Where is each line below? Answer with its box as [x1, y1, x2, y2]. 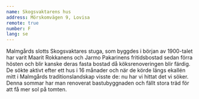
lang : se [6, 31, 28, 37]
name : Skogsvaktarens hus [6, 8, 71, 15]
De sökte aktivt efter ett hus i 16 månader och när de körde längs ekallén [6, 67, 186, 74]
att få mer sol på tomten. [6, 86, 67, 93]
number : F [6, 25, 31, 32]
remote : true [6, 20, 39, 26]
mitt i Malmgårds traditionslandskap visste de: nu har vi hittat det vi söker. [6, 73, 189, 80]
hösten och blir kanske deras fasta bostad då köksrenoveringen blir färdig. [6, 61, 191, 68]
